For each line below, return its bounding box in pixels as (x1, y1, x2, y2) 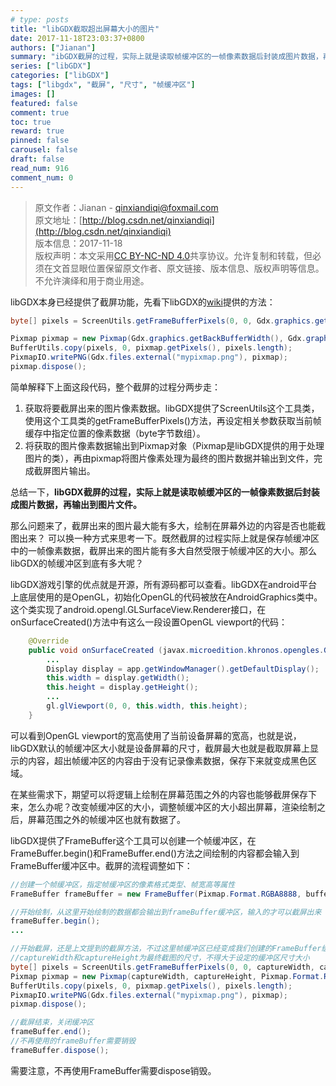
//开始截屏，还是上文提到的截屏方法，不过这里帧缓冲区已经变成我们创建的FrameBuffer (10, 944, 322, 954)
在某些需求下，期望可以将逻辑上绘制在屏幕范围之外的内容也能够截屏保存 (10, 788, 308, 800)
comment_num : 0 (10, 172, 74, 183)
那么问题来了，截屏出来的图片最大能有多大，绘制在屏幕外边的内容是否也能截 (10, 519, 326, 531)
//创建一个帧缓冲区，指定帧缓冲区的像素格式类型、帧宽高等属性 (10, 879, 236, 890)
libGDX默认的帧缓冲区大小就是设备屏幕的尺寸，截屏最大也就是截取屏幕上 (10, 742, 310, 754)
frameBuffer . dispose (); (10, 1045, 110, 1055)
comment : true (10, 107, 70, 118)
